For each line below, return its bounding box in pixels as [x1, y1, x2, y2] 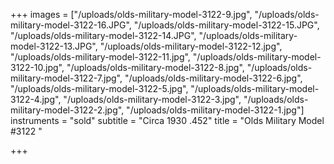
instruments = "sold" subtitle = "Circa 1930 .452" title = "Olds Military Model [10, 115, 325, 126]
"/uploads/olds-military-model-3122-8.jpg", [66, 62, 245, 73]
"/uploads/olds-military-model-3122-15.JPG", [133, 19, 320, 31]
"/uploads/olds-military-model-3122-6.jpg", [124, 72, 303, 84]
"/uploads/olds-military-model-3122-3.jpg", [63, 94, 242, 105]
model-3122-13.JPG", [10, 40, 98, 52]
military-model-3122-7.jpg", [10, 72, 123, 84]
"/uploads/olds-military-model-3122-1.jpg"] [126, 104, 305, 116]
